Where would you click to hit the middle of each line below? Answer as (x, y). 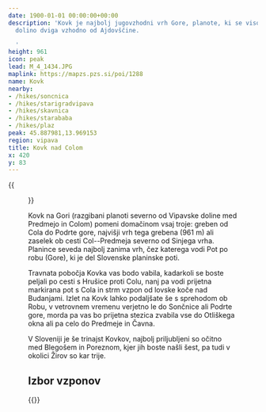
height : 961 (28, 52)
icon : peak (26, 59)
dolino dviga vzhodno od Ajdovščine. (78, 30)
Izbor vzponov (65, 381)
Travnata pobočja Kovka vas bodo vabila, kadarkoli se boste (126, 273)
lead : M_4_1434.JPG (40, 67)
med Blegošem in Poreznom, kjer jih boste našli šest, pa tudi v (129, 347)
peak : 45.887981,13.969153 (53, 133)
